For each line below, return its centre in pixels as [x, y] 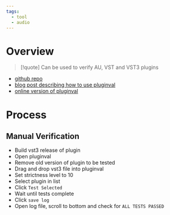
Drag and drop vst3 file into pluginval [59, 169]
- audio [21, 22]
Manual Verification [43, 136]
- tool [19, 17]
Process [26, 115]
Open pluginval [33, 157]
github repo [28, 79]
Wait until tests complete [44, 194]
